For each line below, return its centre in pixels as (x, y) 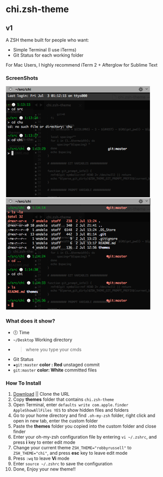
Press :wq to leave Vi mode (41, 458)
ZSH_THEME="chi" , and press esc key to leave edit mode (70, 453)
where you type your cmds (53, 349)
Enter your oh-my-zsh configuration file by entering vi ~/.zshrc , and (85, 437)
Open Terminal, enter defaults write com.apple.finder (71, 404)
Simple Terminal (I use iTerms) (45, 50)
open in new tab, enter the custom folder (55, 420)
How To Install (23, 383)
